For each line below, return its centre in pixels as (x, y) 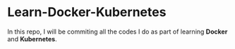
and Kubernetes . (32, 38)
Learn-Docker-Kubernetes (87, 12)
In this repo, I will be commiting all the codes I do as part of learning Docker (117, 31)
